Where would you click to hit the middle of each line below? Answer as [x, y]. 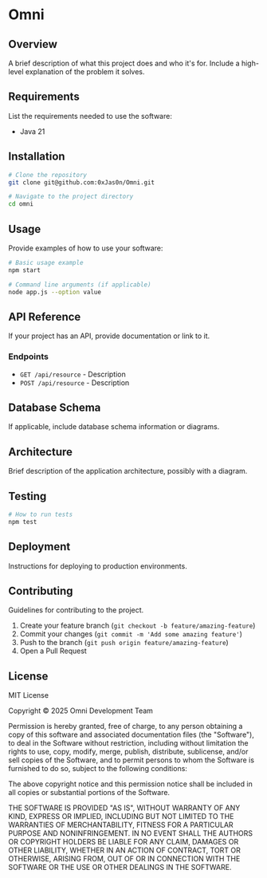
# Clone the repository [48, 175]
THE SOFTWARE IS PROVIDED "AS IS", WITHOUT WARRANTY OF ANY [124, 808]
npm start [25, 270]
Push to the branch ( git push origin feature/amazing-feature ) [124, 643]
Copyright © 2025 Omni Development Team [81, 711]
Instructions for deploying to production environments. [98, 566]
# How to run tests [41, 514]
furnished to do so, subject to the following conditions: [98, 769]
